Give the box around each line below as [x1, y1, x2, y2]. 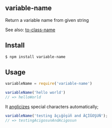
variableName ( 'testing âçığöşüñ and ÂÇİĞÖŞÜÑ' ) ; [5, 113, 108, 118]
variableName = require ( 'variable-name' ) [5, 81, 93, 86]
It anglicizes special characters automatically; [5, 104, 99, 110]
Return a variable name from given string [5, 17, 89, 23]
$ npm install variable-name [5, 54, 66, 59]
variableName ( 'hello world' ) [5, 90, 66, 95]
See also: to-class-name [5, 27, 56, 33]
